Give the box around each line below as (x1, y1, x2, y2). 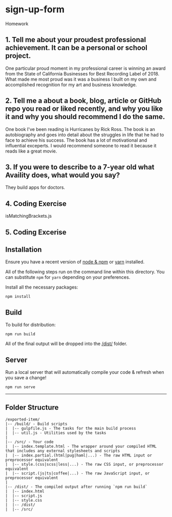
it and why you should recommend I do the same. (5, 112, 165, 121)
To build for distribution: (5, 322, 56, 328)
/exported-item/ (5, 417, 40, 422)
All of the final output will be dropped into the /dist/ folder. (5, 340, 127, 347)
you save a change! (5, 375, 47, 381)
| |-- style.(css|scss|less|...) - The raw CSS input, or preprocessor (5, 462, 164, 467)
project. (5, 51, 31, 60)
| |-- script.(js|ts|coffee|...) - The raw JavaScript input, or (5, 471, 150, 476)
